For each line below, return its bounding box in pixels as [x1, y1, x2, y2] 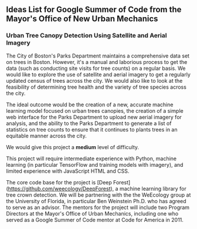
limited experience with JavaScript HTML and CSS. [6, 167, 130, 174]
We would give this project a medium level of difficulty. [6, 143, 140, 150]
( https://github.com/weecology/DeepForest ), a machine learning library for [6, 185, 186, 192]
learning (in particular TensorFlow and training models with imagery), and [6, 161, 184, 168]
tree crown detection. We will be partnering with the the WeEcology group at [6, 191, 191, 198]
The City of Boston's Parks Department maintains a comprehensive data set [6, 52, 189, 59]
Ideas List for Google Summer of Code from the [6, 5, 182, 15]
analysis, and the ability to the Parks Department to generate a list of [6, 120, 172, 127]
